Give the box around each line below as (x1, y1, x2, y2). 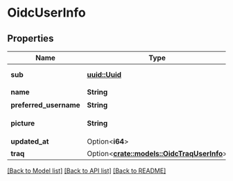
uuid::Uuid (87, 70, 122, 79)
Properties (7, 33, 54, 44)
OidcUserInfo (7, 5, 86, 21)
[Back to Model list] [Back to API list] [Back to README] (7, 166, 166, 175)
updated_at (10, 137, 49, 146)
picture (10, 119, 35, 128)
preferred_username (10, 101, 81, 110)
